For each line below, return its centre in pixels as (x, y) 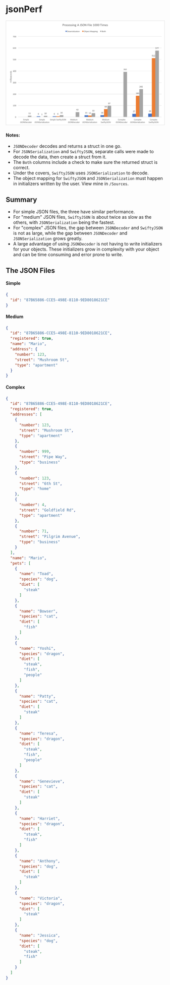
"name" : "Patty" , (37, 696)
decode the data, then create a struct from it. (60, 157)
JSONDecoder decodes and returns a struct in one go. (67, 146)
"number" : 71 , (34, 531)
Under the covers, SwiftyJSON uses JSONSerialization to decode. (81, 173)
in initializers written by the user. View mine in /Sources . (71, 184)
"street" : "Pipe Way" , (43, 457)
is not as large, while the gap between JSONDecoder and (70, 233)
